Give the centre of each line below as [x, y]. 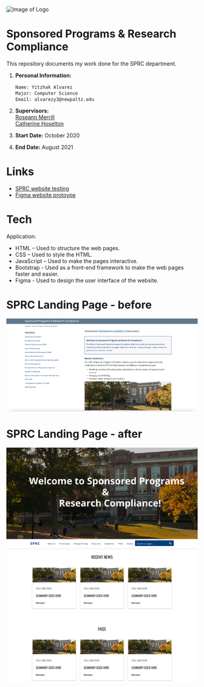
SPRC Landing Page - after [74, 434]
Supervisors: [32, 111]
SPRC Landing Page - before [79, 305]
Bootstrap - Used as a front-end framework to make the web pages [99, 267]
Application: [21, 236]
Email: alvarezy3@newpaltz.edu [55, 99]
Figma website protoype [45, 195]
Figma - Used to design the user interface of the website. [87, 280]
